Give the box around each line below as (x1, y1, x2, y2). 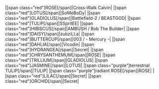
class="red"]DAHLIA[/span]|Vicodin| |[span (5, 42, 94, 47)
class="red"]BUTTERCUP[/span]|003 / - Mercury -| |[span (5, 36, 126, 42)
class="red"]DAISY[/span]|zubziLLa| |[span (5, 31, 94, 37)
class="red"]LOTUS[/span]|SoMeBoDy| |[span (5, 10, 100, 16)
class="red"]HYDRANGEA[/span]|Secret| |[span (5, 47, 104, 52)
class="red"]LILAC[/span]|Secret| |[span (18, 73, 102, 79)
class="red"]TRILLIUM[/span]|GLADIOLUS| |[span (5, 57, 108, 63)
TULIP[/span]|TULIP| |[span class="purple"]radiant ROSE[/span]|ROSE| (5, 68, 152, 74)
